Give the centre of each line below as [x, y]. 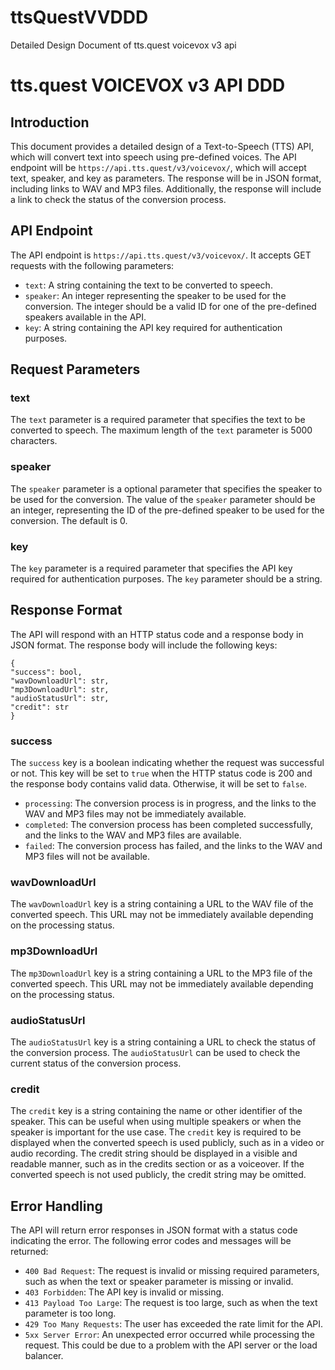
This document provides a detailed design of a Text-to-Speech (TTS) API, [162, 146]
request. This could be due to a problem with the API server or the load [171, 1345]
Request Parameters [75, 369]
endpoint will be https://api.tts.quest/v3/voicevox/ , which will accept [158, 167]
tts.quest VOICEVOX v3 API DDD [148, 85]
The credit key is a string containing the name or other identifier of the [156, 1111]
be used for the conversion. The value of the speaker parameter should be [163, 499]
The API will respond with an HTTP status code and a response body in [157, 634]
